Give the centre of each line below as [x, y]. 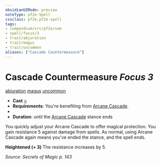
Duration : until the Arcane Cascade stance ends [63, 117]
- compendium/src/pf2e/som [33, 29]
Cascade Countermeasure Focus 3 [79, 77]
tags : [11, 24]
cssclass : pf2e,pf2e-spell [33, 19]
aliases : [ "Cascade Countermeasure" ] [45, 52]
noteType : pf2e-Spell [28, 15]
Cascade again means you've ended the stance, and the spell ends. [75, 137]
